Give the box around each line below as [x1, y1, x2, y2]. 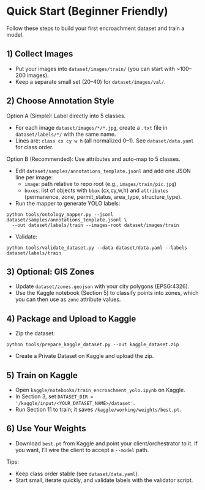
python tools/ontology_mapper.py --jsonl [6, 211, 114, 218]
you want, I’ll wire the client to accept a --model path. [15, 446, 149, 453]
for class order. [15, 143, 54, 150]
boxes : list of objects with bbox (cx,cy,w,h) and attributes [24, 187, 169, 194]
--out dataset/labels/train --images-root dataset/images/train [12, 222, 179, 228]
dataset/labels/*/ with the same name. [15, 130, 116, 138]
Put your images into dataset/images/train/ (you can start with [15, 65, 176, 72]
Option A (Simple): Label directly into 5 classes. [6, 112, 126, 119]
